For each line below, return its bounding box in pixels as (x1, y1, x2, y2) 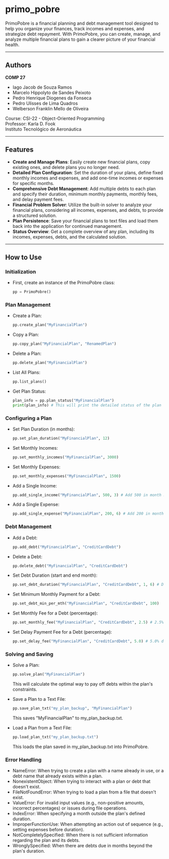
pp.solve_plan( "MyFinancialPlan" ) (12, 672, 85, 677)
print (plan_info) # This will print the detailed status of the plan (12, 402, 162, 408)
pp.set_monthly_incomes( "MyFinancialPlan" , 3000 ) (12, 455, 119, 460)
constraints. (12, 687, 38, 693)
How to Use (5, 253, 42, 262)
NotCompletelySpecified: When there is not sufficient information (12, 832, 148, 838)
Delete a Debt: (12, 554, 43, 560)
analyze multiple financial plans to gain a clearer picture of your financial (5, 36, 156, 42)
